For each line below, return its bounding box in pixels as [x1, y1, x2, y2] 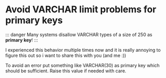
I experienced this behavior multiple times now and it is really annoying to [5, 47, 161, 53]
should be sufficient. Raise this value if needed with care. [5, 68, 127, 74]
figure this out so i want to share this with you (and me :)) [5, 52, 126, 59]
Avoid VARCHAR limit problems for [5, 4, 157, 15]
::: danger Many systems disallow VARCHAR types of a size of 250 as [5, 31, 153, 37]
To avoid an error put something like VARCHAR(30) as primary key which [5, 62, 160, 68]
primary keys [5, 14, 63, 26]
